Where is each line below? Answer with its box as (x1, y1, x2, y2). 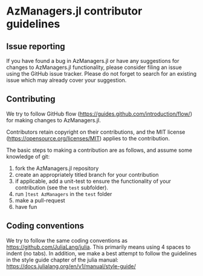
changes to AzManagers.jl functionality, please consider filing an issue (6, 64, 182, 71)
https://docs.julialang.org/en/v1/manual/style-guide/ (6, 262, 136, 270)
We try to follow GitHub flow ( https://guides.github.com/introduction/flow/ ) (6, 110, 193, 117)
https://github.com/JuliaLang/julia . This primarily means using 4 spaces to (6, 243, 191, 251)
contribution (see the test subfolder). (14, 183, 109, 191)
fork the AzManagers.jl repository (14, 165, 99, 172)
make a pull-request (14, 197, 65, 204)
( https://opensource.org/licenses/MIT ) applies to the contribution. (6, 134, 170, 142)
